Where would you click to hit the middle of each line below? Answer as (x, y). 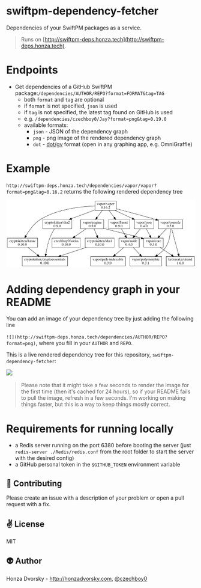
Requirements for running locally (90, 429)
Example (28, 169)
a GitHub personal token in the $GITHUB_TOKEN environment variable (97, 465)
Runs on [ (33, 39)
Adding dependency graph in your (93, 289)
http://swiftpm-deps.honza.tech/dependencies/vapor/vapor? (82, 185)
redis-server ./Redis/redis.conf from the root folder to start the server (104, 452)
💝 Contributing (34, 483)
